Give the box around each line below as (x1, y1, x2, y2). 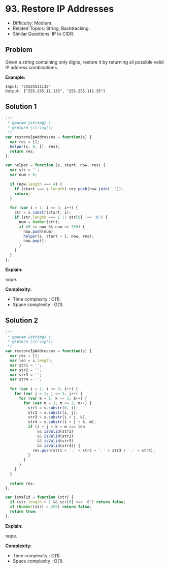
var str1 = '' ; (10, 363, 42, 368)
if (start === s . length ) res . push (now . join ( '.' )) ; (14, 186, 124, 191)
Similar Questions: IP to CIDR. (12, 31, 75, 37)
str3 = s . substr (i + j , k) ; (27, 415, 87, 420)
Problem (5, 45, 33, 54)
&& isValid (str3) (37, 438, 74, 443)
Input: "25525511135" (5, 84, 51, 89)
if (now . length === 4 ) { (10, 182, 62, 187)
